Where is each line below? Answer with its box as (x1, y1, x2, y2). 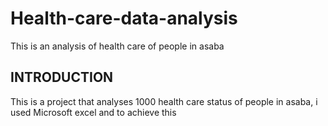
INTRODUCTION (10, 69, 114, 86)
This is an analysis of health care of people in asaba (10, 40, 225, 52)
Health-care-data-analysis (10, 7, 238, 30)
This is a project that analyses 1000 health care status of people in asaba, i (10, 95, 318, 107)
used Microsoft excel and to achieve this (10, 106, 177, 118)
